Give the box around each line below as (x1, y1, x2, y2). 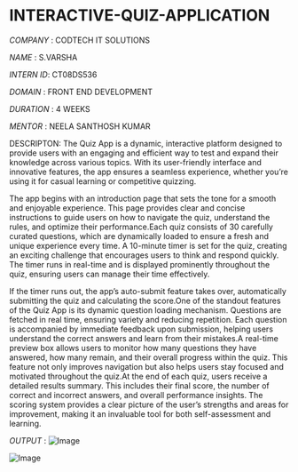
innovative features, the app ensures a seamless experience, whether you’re (9, 166, 288, 177)
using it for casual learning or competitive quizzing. (9, 175, 197, 187)
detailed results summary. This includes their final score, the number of (9, 380, 271, 391)
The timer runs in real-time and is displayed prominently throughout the (9, 259, 271, 269)
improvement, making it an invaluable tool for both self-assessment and (9, 408, 271, 419)
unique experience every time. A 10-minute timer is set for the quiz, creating (9, 240, 287, 251)
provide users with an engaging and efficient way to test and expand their (9, 148, 279, 158)
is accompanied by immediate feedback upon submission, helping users (9, 324, 273, 334)
